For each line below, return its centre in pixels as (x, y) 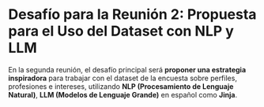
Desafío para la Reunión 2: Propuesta (132, 15)
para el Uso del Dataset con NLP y (121, 31)
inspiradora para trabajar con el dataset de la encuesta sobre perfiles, (123, 78)
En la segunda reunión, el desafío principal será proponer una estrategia (127, 69)
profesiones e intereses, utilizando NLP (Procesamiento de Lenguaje (121, 86)
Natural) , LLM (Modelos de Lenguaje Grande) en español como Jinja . (123, 94)
